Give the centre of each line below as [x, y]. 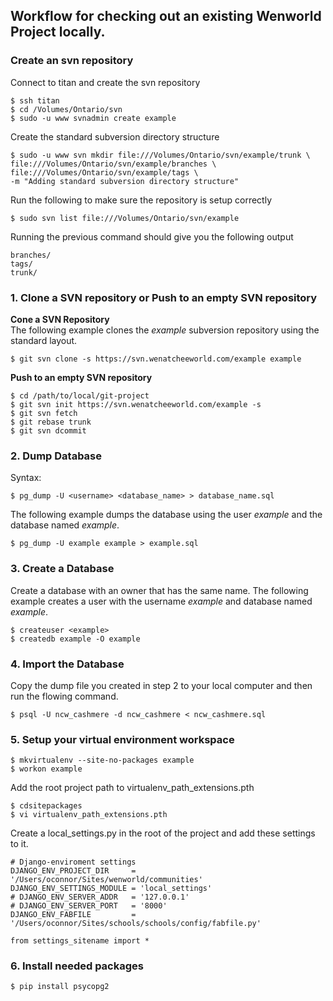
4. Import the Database [67, 664]
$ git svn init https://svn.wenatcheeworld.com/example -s [136, 404]
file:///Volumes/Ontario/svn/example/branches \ [113, 164]
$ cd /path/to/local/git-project [80, 395]
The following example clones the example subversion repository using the [165, 330]
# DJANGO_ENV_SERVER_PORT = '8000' [89, 906]
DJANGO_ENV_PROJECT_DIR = [73, 871]
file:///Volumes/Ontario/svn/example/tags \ [104, 172]
